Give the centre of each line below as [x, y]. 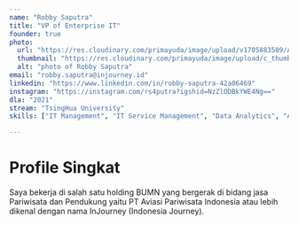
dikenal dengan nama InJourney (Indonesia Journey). [107, 211]
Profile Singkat [65, 168]
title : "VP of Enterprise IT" [65, 26]
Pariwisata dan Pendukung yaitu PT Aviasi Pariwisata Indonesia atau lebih [144, 202]
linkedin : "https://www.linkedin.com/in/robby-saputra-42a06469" [132, 83]
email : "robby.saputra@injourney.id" [79, 75]
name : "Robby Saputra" [51, 17]
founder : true [35, 34]
